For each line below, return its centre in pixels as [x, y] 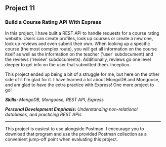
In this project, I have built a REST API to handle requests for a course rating [82, 33]
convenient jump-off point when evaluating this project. [62, 139]
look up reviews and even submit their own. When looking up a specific [78, 44]
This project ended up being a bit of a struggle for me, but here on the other [82, 74]
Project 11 [20, 8]
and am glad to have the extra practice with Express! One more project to [80, 85]
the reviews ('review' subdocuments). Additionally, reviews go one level [78, 59]
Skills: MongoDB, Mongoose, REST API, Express [54, 99]
